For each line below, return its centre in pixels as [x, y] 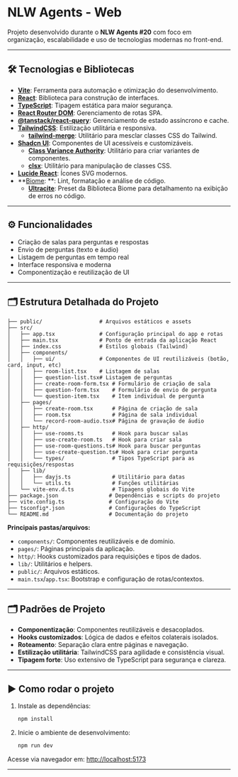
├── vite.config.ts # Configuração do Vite [93, 502]
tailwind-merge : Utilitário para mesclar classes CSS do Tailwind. [123, 135]
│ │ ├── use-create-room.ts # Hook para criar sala [95, 440]
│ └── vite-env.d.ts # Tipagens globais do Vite [101, 490]
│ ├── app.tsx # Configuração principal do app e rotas [115, 335]
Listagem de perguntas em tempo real [73, 257]
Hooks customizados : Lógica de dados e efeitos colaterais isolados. [118, 637]
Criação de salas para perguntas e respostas [83, 241]
